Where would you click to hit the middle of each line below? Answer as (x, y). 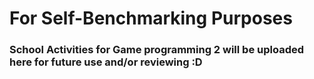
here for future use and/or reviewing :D (106, 62)
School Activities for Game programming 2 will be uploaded (157, 50)
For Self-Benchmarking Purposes (151, 18)
